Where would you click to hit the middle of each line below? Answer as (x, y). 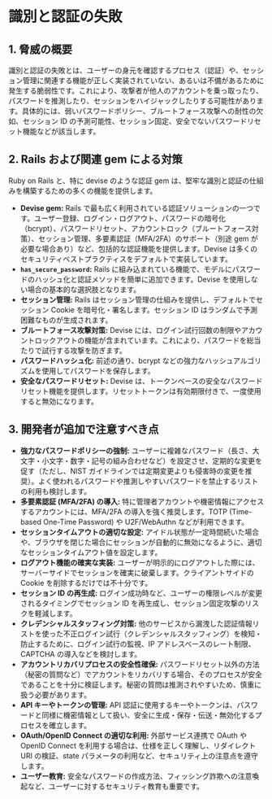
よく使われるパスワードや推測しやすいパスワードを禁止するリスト (148, 481)
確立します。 (70, 725)
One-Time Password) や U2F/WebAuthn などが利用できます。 (146, 522)
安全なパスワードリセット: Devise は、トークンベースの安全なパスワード (141, 381)
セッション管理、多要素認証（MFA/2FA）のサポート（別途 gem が (148, 238)
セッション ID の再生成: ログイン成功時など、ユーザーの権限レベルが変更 (141, 593)
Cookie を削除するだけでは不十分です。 (86, 583)
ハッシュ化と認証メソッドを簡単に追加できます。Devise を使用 (139, 279)
